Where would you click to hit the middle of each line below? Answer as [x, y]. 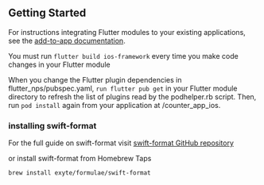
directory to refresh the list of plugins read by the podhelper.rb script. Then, [132, 96]
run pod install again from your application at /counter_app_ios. [115, 105]
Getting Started [47, 13]
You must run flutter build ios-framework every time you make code [123, 56]
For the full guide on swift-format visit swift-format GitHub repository [121, 143]
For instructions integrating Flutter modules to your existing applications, [127, 32]
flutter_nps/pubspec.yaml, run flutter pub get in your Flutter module [123, 88]
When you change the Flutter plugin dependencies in [95, 79]
